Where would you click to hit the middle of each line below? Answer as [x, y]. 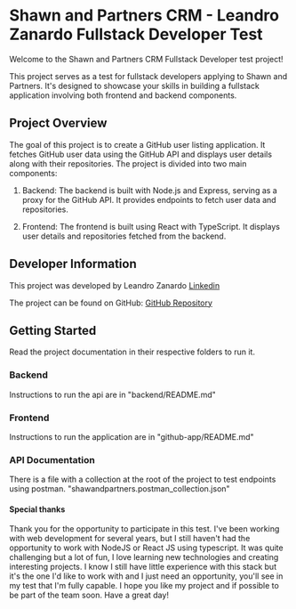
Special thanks [37, 509]
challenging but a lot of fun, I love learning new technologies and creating [144, 557]
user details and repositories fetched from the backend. [124, 236]
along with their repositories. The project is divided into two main [128, 163]
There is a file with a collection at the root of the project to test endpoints [143, 479]
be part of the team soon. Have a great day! [89, 595]
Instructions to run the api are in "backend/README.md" [112, 394]
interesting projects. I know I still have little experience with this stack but [143, 567]
